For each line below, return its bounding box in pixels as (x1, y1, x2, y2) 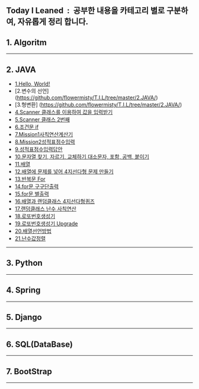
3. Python (6, 258, 43, 268)
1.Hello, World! (14, 80, 50, 87)
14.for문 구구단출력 (14, 183, 59, 190)
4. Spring (6, 285, 41, 296)
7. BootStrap (6, 366, 52, 377)
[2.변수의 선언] (14, 87, 49, 95)
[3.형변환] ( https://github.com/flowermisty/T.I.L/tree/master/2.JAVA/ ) (14, 101, 182, 108)
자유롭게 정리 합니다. (17, 17, 89, 27)
